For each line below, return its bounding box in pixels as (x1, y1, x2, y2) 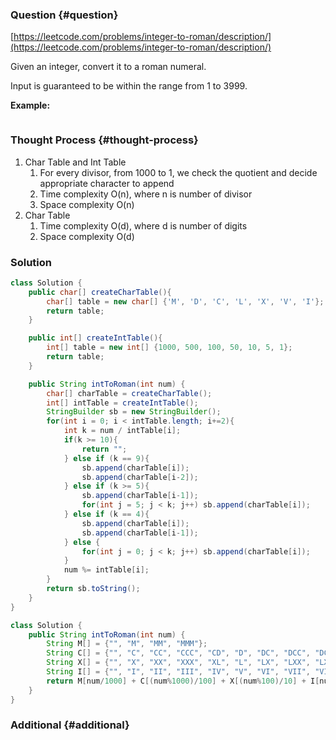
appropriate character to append (39, 177, 175, 189)
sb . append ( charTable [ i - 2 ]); (81, 472, 199, 482)
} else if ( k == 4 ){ (63, 509, 150, 520)
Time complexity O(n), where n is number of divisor (39, 188, 253, 200)
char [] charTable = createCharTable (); (46, 388, 213, 398)
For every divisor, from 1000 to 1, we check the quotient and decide (39, 166, 318, 178)
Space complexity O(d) (39, 230, 135, 242)
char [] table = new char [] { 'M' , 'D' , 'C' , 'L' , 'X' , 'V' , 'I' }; (46, 296, 325, 307)
